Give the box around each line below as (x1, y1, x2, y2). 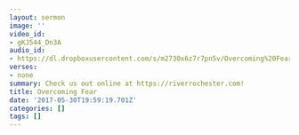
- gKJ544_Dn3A (9, 37, 62, 47)
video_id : (9, 29, 46, 38)
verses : (9, 63, 38, 72)
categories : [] (9, 104, 66, 113)
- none (9, 71, 34, 80)
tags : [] (9, 112, 42, 121)
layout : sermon (9, 12, 66, 22)
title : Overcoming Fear (9, 87, 98, 96)
